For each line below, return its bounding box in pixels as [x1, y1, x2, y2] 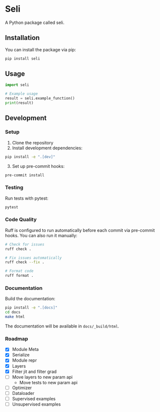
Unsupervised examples [12, 401, 61, 407]
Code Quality [5, 216, 37, 223]
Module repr [12, 357, 37, 363]
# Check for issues [5, 242, 45, 247]
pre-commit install [5, 172, 45, 178]
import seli [5, 82, 29, 87]
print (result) [5, 101, 34, 105]
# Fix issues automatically [5, 255, 62, 260]
